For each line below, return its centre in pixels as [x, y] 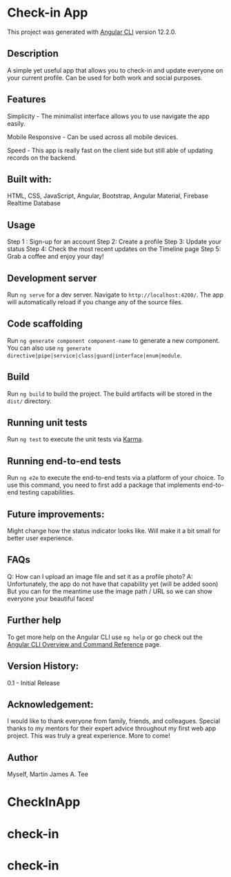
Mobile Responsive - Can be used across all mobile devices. [93, 137]
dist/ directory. [29, 401]
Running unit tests [47, 423]
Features [27, 99]
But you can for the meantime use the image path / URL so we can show [110, 591]
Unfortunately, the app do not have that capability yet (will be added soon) [113, 584]
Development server [52, 278]
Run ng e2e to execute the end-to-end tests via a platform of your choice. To [116, 478]
